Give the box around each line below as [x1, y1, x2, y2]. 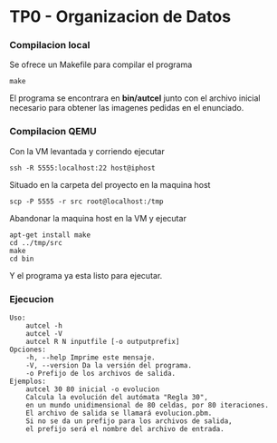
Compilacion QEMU [9, 125, 97, 138]
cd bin [9, 254, 34, 263]
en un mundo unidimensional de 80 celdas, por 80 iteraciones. [25, 401, 270, 410]
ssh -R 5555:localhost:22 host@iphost [9, 163, 156, 172]
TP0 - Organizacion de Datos [9, 6, 232, 27]
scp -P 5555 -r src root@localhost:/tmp [9, 197, 165, 206]
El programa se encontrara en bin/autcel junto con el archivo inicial [9, 93, 261, 103]
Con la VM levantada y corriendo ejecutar [9, 145, 165, 156]
